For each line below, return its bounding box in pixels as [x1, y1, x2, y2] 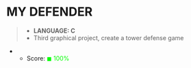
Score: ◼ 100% [26, 54, 70, 62]
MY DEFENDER [6, 4, 93, 20]
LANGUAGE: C [33, 27, 76, 35]
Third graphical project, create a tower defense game [33, 33, 184, 41]
